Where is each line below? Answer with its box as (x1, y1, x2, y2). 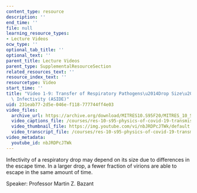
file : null (6, 25, 33, 31)
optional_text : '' (6, 52, 51, 58)
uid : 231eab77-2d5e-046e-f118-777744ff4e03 (6, 101, 114, 108)
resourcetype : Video (6, 80, 57, 86)
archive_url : (11, 112, 43, 118)
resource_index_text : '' (6, 74, 67, 80)
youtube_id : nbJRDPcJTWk (11, 139, 72, 146)
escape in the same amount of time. (6, 168, 93, 175)
